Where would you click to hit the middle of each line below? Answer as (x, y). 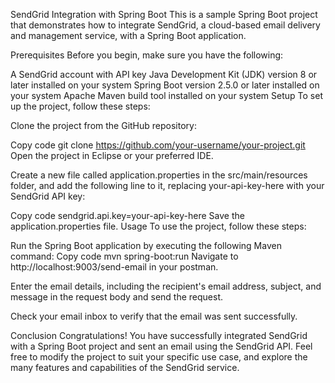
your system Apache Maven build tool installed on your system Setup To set (166, 95)
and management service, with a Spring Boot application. (128, 35)
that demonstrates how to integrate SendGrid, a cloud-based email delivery (165, 25)
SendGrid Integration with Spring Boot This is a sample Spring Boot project (164, 14)
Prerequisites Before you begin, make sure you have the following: (147, 55)
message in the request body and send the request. (116, 297)
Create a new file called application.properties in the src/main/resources (159, 175)
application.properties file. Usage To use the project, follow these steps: (158, 226)
